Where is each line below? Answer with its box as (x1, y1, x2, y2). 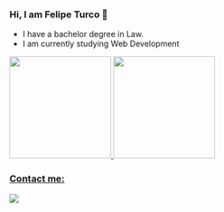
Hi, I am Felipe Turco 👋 (9, 8, 108, 21)
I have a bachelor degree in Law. (22, 29, 145, 40)
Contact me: (9, 172, 65, 185)
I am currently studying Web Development (22, 38, 180, 49)
